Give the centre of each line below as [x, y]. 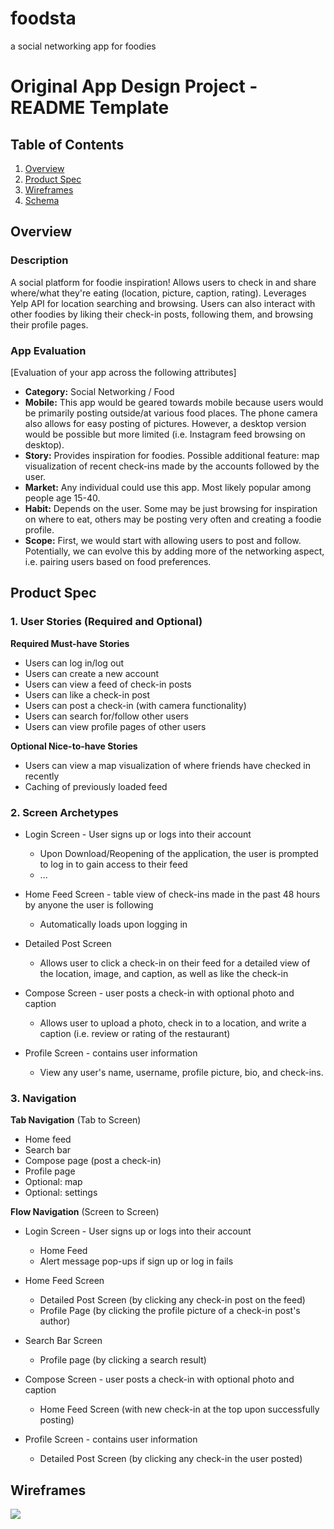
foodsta [43, 18]
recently [42, 776]
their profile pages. [49, 324]
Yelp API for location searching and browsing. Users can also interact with [163, 303]
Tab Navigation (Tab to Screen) [76, 1120]
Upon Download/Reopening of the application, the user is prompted [179, 853]
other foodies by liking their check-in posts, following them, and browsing [162, 314]
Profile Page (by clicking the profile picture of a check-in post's [170, 1311]
